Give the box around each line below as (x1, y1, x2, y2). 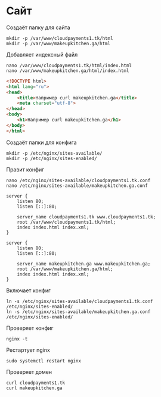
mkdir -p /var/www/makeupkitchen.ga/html (6, 40, 111, 46)
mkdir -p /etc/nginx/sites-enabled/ (6, 155, 97, 161)
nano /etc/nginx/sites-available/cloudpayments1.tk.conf (6, 177, 151, 183)
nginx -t (6, 336, 28, 342)
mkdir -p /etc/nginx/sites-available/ (6, 150, 103, 156)
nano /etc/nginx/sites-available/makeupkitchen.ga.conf (6, 183, 148, 189)
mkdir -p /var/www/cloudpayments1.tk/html (6, 35, 113, 41)
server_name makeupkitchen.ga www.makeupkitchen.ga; (17, 261, 151, 267)
